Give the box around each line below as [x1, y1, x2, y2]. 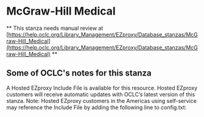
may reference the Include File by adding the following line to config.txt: [6, 104, 187, 111]
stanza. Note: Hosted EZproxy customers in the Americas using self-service [6, 97, 197, 104]
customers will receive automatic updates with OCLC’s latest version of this [6, 90, 195, 98]
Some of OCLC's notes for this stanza [6, 68, 152, 79]
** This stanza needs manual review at [6, 24, 104, 32]
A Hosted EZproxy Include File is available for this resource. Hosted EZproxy [6, 84, 198, 91]
